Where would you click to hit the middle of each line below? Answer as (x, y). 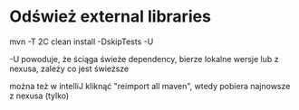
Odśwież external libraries (110, 17)
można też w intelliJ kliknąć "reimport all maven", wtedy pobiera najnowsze (150, 86)
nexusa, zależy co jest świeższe (69, 69)
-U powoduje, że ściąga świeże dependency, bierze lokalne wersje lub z (144, 59)
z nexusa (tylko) (39, 96)
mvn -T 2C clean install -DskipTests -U (82, 41)
